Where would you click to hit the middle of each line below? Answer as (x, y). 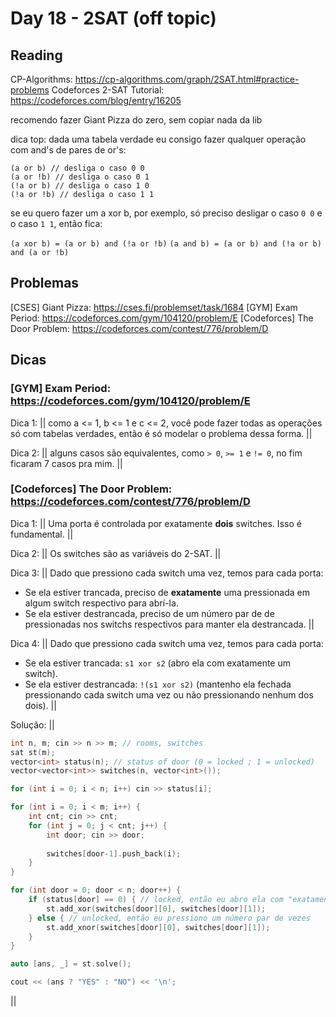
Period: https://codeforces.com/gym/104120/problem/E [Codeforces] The (162, 318)
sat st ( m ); (33, 752)
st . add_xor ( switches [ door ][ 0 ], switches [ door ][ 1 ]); (156, 908)
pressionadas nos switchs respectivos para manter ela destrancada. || (169, 624)
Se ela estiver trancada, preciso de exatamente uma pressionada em (167, 592)
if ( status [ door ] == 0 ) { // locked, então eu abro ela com (156, 900)
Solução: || (32, 724)
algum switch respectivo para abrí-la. (101, 603)
